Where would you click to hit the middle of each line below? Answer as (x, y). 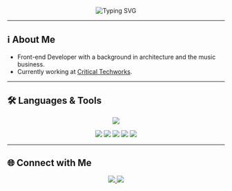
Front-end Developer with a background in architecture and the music (116, 57)
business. (31, 64)
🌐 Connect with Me (49, 163)
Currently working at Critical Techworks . (75, 71)
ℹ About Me (31, 40)
